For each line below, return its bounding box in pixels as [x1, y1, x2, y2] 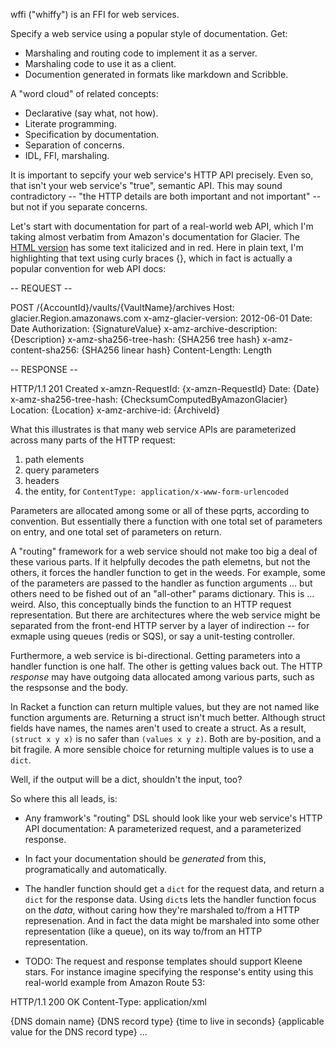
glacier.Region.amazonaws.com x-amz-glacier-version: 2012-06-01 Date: [10, 312, 313, 324]
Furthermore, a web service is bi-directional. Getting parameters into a [10, 650, 301, 661]
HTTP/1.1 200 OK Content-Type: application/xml [10, 996, 207, 1008]
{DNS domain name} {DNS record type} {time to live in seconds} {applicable [10, 1015, 325, 1027]
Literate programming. [24, 118, 117, 129]
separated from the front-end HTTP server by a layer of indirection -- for [10, 620, 310, 631]
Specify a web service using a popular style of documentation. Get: [10, 28, 288, 39]
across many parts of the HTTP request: [10, 434, 176, 446]
